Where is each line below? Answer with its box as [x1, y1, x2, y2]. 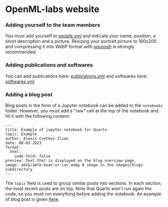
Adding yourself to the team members [5, 22, 100, 29]
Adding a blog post [5, 91, 53, 98]
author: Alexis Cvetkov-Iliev [5, 136, 69, 142]
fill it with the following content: [5, 113, 71, 119]
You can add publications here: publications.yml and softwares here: [5, 73, 148, 79]
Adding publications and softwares [5, 61, 93, 68]
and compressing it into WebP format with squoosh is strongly [5, 44, 135, 50]
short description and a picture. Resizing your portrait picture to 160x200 [5, 38, 157, 44]
